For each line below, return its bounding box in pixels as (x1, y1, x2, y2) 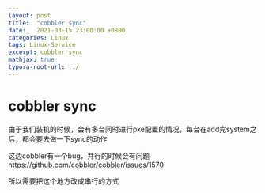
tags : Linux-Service (8, 41, 77, 49)
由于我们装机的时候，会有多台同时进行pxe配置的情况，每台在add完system (8, 124, 251, 134)
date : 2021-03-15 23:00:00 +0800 (8, 26, 126, 34)
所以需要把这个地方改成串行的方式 (8, 176, 119, 186)
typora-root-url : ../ (8, 63, 80, 71)
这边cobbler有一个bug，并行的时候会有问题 (8, 151, 150, 161)
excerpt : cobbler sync (8, 48, 83, 56)
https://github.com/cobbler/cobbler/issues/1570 (8, 160, 165, 169)
